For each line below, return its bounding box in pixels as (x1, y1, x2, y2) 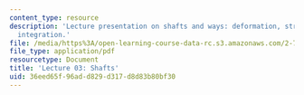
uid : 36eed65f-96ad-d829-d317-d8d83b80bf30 (9, 72, 176, 81)
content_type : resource (9, 13, 100, 23)
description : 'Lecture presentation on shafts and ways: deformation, (9, 22, 281, 31)
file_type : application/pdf (9, 47, 116, 56)
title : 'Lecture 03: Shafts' (9, 64, 119, 73)
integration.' (17, 30, 71, 39)
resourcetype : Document (9, 55, 100, 64)
